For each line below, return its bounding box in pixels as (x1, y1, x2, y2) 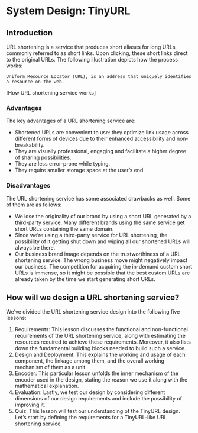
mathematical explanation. (14, 383, 79, 390)
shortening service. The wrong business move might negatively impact (14, 256, 188, 264)
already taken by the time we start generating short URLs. (14, 275, 155, 282)
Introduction (6, 28, 53, 38)
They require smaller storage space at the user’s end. (14, 167, 145, 174)
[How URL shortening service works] (6, 89, 96, 96)
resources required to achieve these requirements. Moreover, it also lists (14, 338, 191, 345)
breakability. (14, 141, 45, 148)
